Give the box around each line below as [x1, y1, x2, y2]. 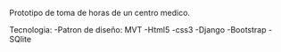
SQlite [9, 34, 32, 44]
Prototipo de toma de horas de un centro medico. [9, 8, 190, 18]
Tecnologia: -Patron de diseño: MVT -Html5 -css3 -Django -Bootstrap [9, 25, 267, 34]
